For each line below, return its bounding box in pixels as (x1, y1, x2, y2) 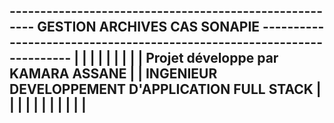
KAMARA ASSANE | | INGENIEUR (9, 65, 218, 83)
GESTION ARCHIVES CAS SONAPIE (37, 19, 261, 36)
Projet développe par (145, 50, 279, 67)
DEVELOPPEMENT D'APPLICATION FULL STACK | (9, 81, 322, 98)
